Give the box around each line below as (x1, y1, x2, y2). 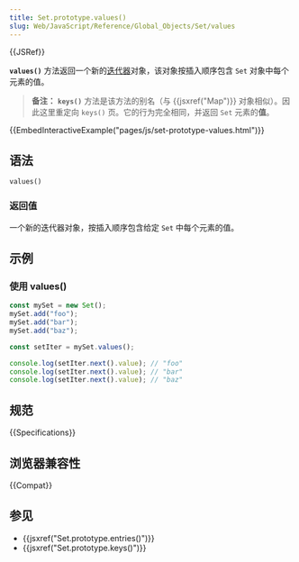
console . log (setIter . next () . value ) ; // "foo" (9, 358, 183, 367)
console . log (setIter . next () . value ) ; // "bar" (9, 367, 183, 376)
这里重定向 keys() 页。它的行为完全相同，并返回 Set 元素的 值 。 (39, 106, 275, 117)
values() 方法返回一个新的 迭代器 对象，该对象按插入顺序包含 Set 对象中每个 (9, 65, 290, 76)
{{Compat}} (9, 479, 52, 491)
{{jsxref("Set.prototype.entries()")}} (22, 532, 155, 543)
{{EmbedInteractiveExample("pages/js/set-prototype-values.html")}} (9, 124, 265, 135)
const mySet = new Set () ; (9, 301, 106, 311)
